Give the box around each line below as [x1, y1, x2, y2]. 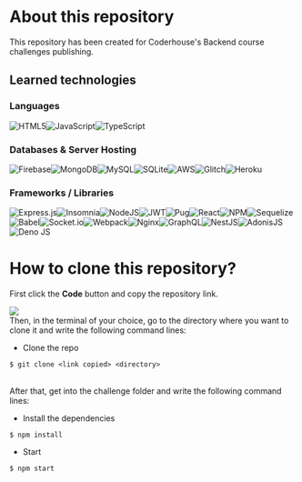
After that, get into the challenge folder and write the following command [9, 386, 282, 397]
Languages [9, 100, 61, 113]
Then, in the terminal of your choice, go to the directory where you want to [9, 316, 289, 326]
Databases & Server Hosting [9, 143, 137, 156]
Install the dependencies [22, 413, 116, 424]
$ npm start [9, 464, 55, 474]
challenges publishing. [9, 45, 94, 56]
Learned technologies [9, 73, 136, 88]
